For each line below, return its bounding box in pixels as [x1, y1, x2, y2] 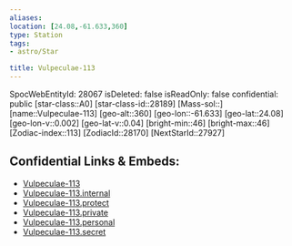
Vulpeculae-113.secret [22, 226, 106, 237]
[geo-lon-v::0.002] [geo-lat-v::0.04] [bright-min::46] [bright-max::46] [9, 118, 270, 128]
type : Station [9, 30, 64, 39]
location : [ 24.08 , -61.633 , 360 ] [9, 22, 128, 31]
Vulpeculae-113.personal [22, 216, 116, 228]
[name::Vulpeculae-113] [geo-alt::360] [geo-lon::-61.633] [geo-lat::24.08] [9, 108, 284, 118]
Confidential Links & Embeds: [9, 154, 180, 169]
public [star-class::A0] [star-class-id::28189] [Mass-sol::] [9, 98, 224, 109]
